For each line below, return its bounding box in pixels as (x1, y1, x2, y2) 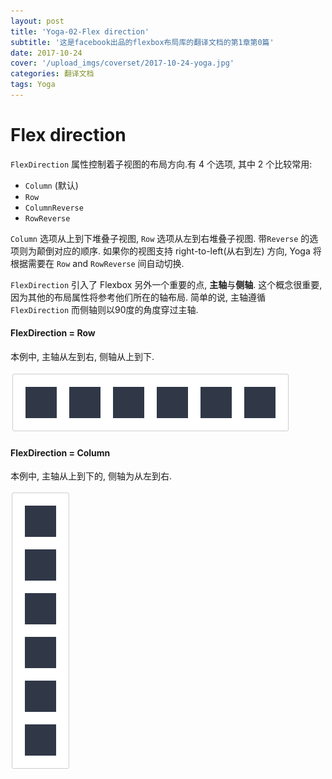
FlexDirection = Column (10, 446, 111, 459)
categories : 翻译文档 (10, 69, 95, 79)
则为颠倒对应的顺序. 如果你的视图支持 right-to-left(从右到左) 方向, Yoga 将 (18, 245, 322, 257)
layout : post (10, 16, 65, 26)
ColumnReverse (24, 203, 84, 213)
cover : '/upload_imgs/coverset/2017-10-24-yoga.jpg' (10, 58, 235, 69)
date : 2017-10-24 (10, 48, 83, 58)
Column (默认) (24, 179, 79, 191)
